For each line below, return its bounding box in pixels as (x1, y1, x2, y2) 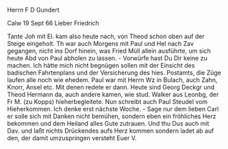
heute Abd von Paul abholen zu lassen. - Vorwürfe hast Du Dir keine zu (7, 54, 207, 62)
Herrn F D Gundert (7, 6, 60, 14)
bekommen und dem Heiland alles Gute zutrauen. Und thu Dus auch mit (7, 120, 210, 127)
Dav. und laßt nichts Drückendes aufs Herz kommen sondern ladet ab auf (7, 126, 214, 135)
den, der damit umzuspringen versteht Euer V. (7, 134, 137, 142)
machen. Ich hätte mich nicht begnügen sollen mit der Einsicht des (7, 62, 195, 69)
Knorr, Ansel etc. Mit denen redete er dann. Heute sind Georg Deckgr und (7, 83, 215, 91)
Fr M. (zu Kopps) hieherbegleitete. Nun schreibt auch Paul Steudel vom (7, 98, 208, 105)
